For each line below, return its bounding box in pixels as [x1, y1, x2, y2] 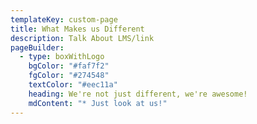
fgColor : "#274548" [28, 71, 110, 81]
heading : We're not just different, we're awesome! [28, 89, 248, 99]
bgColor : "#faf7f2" [28, 61, 110, 71]
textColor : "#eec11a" [28, 80, 118, 90]
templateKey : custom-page [10, 14, 118, 25]
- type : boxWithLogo [19, 52, 105, 62]
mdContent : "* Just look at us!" [28, 98, 168, 108]
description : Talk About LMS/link [10, 33, 155, 43]
